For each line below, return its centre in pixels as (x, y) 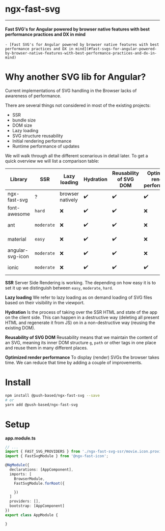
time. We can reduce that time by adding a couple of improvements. (74, 363)
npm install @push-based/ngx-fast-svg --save (52, 396)
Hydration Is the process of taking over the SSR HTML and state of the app (81, 312)
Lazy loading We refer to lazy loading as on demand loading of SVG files (79, 297)
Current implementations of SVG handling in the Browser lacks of (71, 91)
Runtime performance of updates (46, 147)
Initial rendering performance (42, 141)
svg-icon (18, 257)
